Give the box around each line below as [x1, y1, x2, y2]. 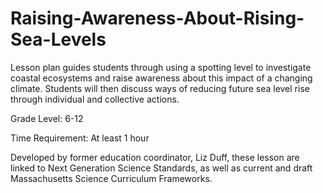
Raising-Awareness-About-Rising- [10, 7, 305, 30]
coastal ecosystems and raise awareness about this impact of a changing [10, 72, 313, 84]
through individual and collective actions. [10, 93, 180, 105]
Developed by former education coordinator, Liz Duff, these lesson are [10, 151, 300, 163]
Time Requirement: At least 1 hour [10, 132, 150, 144]
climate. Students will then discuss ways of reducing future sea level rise [10, 82, 310, 94]
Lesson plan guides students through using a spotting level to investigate [10, 61, 312, 73]
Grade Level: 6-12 [10, 112, 84, 124]
